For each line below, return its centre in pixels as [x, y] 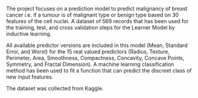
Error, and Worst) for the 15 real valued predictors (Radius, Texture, [88, 52]
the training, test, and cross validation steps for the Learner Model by [91, 27]
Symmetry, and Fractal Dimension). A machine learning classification [90, 64]
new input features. [30, 77]
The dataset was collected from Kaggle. [55, 88]
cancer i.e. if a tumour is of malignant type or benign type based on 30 [92, 15]
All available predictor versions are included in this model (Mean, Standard [97, 45]
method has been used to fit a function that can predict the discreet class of [99, 70]
